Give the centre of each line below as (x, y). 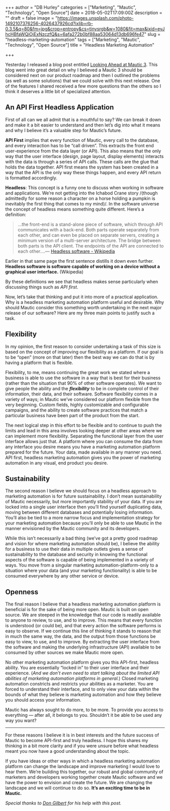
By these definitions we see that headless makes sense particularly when (82, 281)
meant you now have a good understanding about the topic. (68, 751)
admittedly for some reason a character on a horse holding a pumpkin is (80, 198)
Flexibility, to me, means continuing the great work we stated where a (78, 372)
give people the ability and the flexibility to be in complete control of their (82, 388)
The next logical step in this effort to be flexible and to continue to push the (83, 425)
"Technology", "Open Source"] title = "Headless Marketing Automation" (80, 45)
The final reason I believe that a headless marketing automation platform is (83, 604)
